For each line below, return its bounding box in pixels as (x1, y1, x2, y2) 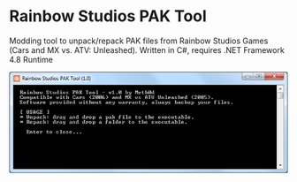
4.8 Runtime (9, 54, 53, 64)
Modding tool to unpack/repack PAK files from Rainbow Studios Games (9, 35, 269, 46)
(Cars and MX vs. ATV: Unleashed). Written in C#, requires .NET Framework (9, 44, 285, 55)
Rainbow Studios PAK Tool (9, 6, 208, 27)
